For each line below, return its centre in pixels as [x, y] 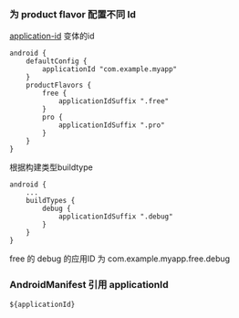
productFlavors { [59, 85]
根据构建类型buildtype [51, 167]
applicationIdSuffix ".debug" [115, 217]
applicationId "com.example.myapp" [110, 69]
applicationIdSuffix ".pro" [112, 125]
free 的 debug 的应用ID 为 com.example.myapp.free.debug [120, 259]
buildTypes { [51, 201]
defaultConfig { [57, 61]
